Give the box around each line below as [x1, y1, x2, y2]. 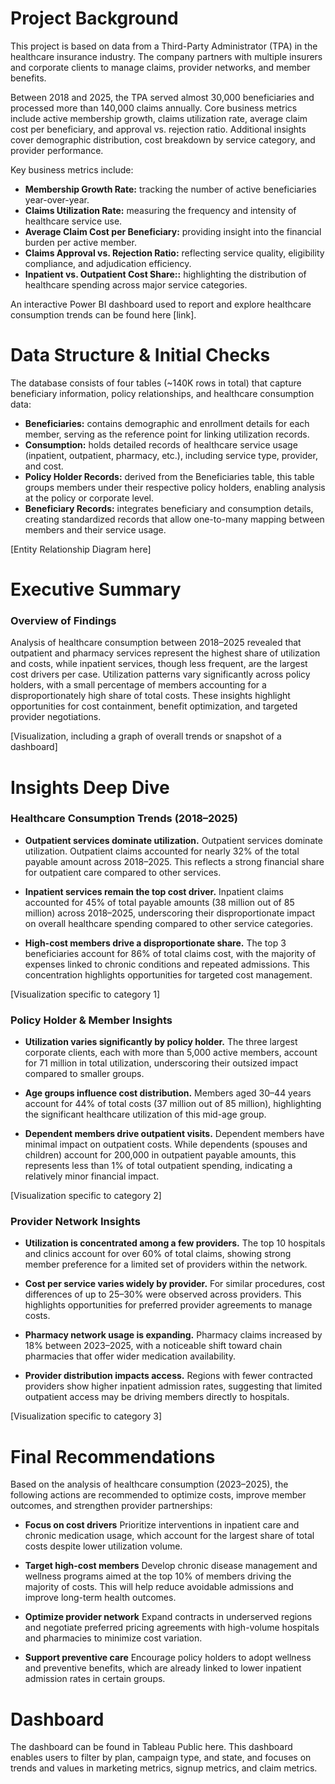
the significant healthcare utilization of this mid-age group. [24, 1108, 267, 1121]
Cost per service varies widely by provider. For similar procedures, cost [24, 1278, 326, 1290]
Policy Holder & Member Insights [10, 1013, 173, 1027]
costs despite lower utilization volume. [24, 1540, 183, 1552]
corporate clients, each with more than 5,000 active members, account [24, 1047, 318, 1059]
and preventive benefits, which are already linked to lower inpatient [24, 1662, 302, 1674]
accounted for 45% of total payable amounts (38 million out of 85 [24, 896, 295, 908]
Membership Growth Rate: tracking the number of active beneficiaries [24, 183, 317, 195]
